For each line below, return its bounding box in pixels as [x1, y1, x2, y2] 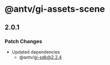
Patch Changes [4, 38, 43, 45]
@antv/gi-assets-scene [4, 3, 105, 15]
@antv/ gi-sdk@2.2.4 [19, 54, 62, 60]
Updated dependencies [11, 49, 60, 55]
